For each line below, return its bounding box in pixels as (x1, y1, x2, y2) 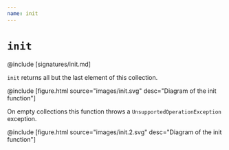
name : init (7, 10, 39, 17)
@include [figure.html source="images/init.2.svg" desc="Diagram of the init (7, 128, 222, 136)
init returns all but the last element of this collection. (7, 73, 158, 81)
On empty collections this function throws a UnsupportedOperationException (7, 107, 221, 116)
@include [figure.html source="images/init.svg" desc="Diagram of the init (7, 87, 217, 95)
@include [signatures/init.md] (7, 60, 91, 68)
